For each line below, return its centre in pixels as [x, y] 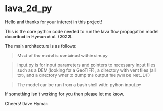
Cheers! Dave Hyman [26, 103]
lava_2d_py [29, 9]
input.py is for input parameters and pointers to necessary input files [86, 65]
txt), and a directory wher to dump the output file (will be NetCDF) [83, 75]
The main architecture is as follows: [41, 46]
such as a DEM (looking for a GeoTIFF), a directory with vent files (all [86, 70]
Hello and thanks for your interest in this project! [54, 22]
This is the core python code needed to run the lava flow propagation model [82, 31]
